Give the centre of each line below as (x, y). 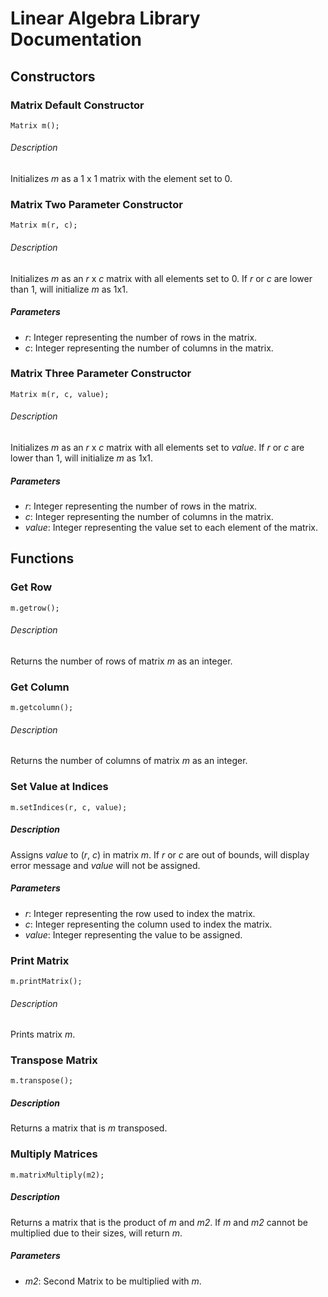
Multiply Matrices (54, 1154)
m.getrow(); (35, 608)
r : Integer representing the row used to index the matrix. (140, 913)
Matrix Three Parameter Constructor (101, 374)
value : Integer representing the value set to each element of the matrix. (171, 528)
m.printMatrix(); (46, 981)
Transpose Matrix (54, 1060)
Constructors (53, 76)
